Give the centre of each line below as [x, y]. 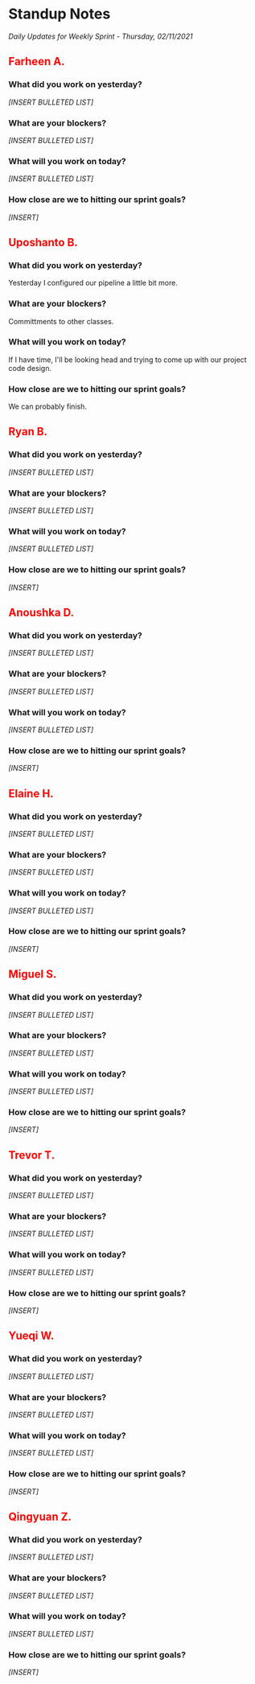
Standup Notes [60, 14]
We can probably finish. [47, 406]
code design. [30, 368]
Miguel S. [33, 974]
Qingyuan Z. [40, 1516]
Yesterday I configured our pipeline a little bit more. [93, 283]
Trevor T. [31, 1155]
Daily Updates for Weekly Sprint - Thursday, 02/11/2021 [101, 36]
